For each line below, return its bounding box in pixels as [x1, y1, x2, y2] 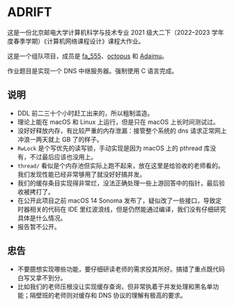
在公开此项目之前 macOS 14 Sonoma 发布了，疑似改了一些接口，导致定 [17, 196, 222, 205]
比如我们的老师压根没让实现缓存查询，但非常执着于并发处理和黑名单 [17, 282, 213, 291]
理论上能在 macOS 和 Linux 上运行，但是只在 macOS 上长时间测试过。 [17, 117, 219, 126]
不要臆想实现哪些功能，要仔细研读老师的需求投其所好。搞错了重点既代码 [17, 265, 225, 273]
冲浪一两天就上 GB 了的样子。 [17, 135, 103, 143]
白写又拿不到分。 [17, 273, 67, 282]
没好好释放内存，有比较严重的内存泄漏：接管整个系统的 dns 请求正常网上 [17, 126, 227, 135]
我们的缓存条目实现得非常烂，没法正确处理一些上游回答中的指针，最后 [17, 179, 219, 187]
